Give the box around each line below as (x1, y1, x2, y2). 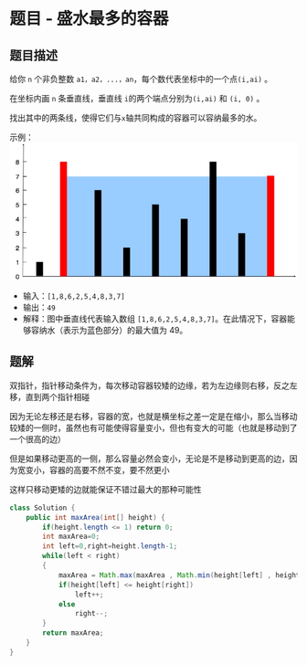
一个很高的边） (9, 433, 66, 444)
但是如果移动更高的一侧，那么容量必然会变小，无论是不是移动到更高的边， (9, 453, 290, 464)
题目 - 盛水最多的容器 (9, 8, 169, 29)
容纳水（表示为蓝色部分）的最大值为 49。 (30, 324, 188, 335)
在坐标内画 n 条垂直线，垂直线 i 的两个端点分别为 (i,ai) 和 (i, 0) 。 (9, 93, 265, 103)
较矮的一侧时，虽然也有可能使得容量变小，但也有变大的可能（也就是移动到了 (9, 422, 298, 433)
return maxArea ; (42, 628, 104, 638)
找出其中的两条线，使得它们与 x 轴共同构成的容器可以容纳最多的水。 (9, 112, 262, 123)
